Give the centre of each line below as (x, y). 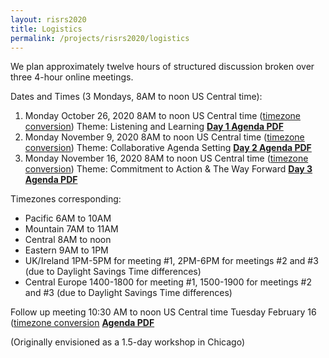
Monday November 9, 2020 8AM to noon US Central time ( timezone (164, 137)
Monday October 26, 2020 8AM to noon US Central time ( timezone (162, 116)
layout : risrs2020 (48, 19)
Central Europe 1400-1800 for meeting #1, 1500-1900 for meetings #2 (168, 282)
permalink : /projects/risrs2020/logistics (100, 38)
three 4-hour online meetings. (72, 77)
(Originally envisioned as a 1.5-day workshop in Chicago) (128, 342)
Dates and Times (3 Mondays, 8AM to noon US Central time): (136, 97)
